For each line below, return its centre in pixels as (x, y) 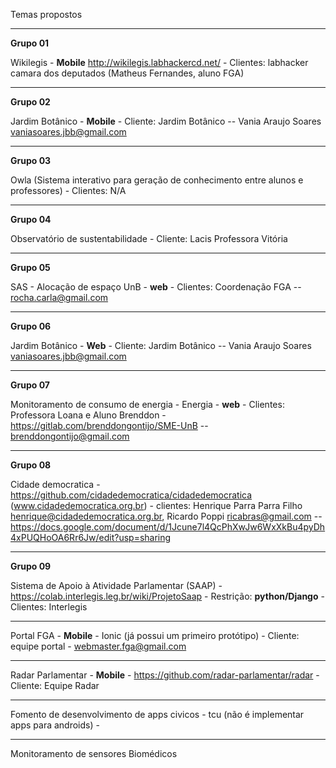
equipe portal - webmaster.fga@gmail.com (98, 646)
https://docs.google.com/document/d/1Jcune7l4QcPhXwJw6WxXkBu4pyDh (168, 527)
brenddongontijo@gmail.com (70, 436)
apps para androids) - (55, 725)
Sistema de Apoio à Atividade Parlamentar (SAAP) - (116, 585)
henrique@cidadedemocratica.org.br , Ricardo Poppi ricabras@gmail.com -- (166, 516)
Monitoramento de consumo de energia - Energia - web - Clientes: (147, 404)
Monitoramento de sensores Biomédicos (94, 753)
